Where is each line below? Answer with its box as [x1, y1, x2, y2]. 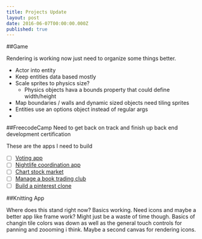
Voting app [15, 154, 43, 162]
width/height [24, 93, 57, 100]
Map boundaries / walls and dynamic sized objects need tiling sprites [15, 99, 190, 107]
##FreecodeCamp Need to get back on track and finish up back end [6, 124, 178, 132]
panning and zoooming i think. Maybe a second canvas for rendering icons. [6, 226, 197, 233]
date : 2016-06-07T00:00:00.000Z [6, 20, 88, 26]
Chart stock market [15, 168, 64, 175]
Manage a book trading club [15, 175, 87, 183]
